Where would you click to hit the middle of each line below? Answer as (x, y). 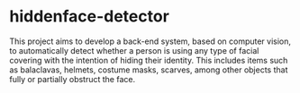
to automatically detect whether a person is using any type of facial (134, 50)
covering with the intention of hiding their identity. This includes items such (149, 60)
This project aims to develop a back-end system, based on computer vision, (150, 41)
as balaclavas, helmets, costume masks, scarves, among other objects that (149, 70)
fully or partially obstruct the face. (73, 79)
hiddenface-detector (89, 17)
